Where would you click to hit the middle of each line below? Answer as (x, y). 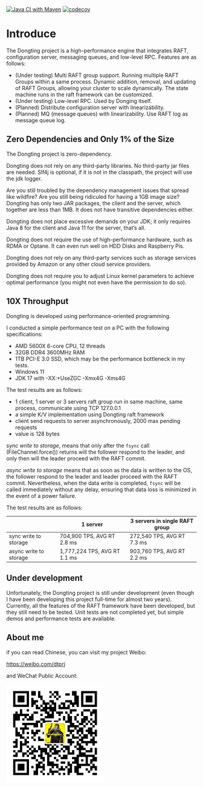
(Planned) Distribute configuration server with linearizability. (90, 107)
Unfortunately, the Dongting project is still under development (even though (100, 593)
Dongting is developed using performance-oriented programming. (89, 316)
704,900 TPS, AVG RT (88, 536)
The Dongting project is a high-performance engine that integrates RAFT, (97, 50)
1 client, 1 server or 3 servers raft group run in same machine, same (99, 401)
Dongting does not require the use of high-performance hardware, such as (99, 239)
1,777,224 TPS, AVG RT (90, 551)
